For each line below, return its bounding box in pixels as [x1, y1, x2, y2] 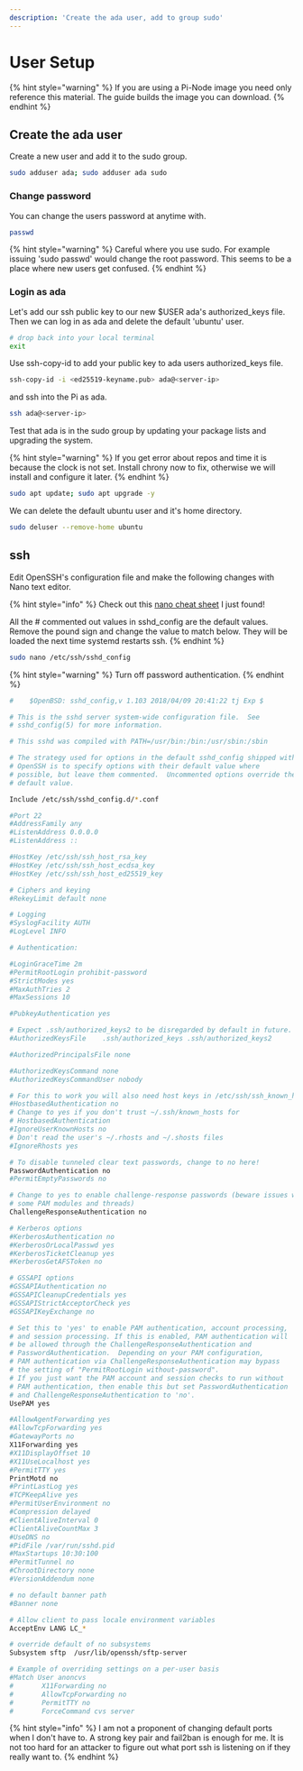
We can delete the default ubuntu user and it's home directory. [9, 506, 243, 517]
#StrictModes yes [9, 976, 75, 986]
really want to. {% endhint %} [9, 1751, 119, 1763]
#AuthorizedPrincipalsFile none [9, 1050, 131, 1060]
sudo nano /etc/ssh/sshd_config [9, 653, 131, 662]
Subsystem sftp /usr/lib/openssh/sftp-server [9, 1648, 188, 1657]
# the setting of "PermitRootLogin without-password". [9, 1365, 220, 1375]
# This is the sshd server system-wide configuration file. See [9, 712, 260, 721]
